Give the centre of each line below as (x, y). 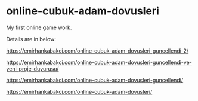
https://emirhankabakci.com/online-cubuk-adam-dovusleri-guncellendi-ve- (99, 62)
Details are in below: (31, 39)
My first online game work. (39, 27)
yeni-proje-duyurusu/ (33, 68)
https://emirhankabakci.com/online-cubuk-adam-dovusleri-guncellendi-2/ (98, 51)
